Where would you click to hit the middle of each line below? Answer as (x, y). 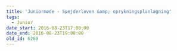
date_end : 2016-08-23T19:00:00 (45, 33)
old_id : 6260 (22, 39)
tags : (13, 17)
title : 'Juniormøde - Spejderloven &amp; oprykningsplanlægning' (89, 11)
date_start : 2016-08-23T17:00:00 (48, 28)
